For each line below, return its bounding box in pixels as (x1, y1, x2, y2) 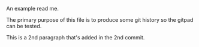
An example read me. (6, 5, 59, 12)
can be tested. (6, 23, 42, 29)
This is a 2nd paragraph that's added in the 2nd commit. (6, 34, 145, 41)
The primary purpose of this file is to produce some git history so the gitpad (6, 16, 194, 23)
